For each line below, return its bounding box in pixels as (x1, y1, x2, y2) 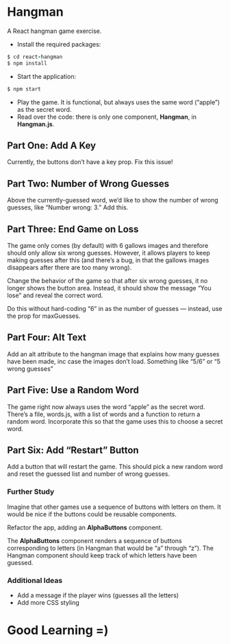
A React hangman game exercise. (7, 27, 102, 35)
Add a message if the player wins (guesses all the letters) (16, 591, 179, 599)
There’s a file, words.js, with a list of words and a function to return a (7, 410, 201, 418)
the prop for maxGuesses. (7, 312, 81, 320)
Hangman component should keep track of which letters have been (7, 551, 197, 560)
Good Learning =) (7, 623, 109, 639)
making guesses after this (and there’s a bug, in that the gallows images (7, 256, 209, 264)
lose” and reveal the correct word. (7, 291, 103, 299)
